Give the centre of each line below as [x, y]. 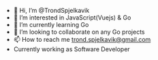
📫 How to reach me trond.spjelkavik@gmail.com [82, 39]
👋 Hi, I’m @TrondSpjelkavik [51, 10]
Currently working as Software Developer [72, 49]
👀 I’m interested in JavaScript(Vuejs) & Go [72, 18]
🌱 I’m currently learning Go [51, 25]
